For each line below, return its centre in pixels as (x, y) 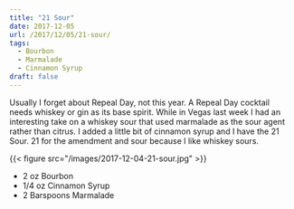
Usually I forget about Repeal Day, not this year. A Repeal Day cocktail (139, 102)
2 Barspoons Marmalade (68, 195)
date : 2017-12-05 (42, 26)
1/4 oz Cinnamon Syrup (66, 185)
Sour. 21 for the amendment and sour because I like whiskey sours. (134, 140)
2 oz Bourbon (48, 176)
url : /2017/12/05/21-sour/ (60, 34)
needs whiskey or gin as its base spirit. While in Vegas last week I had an (145, 112)
